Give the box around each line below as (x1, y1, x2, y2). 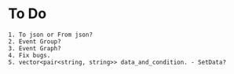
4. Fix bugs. (8, 51, 51, 59)
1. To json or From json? (8, 31, 93, 39)
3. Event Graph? (8, 44, 61, 52)
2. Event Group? (8, 37, 61, 46)
